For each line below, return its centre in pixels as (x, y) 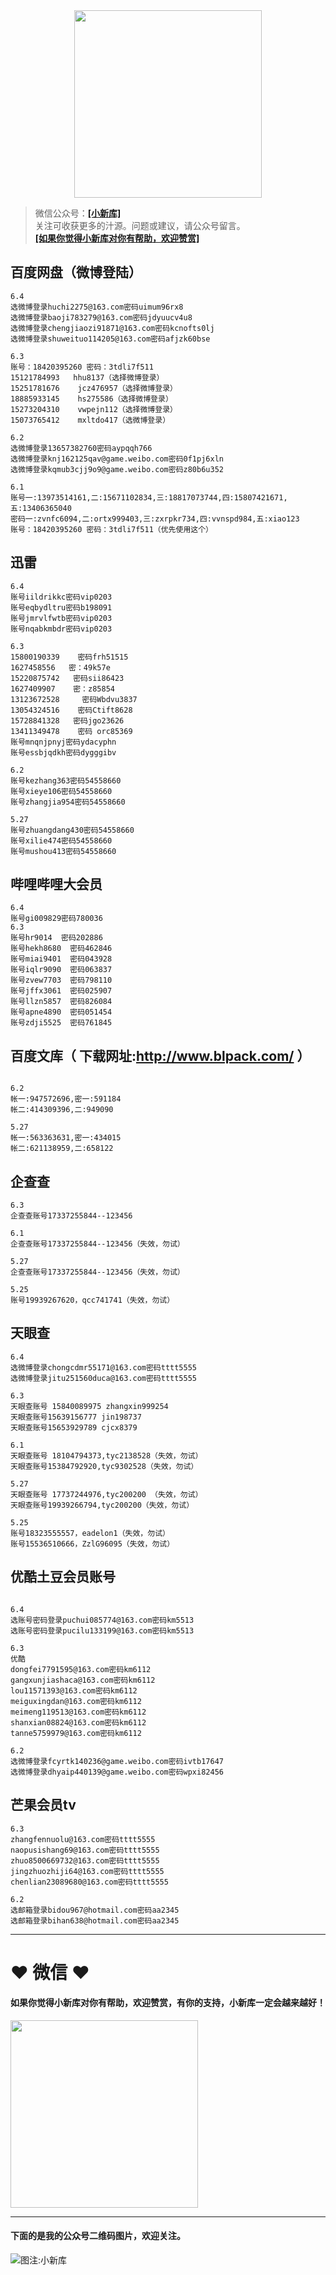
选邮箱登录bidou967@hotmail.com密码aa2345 (95, 1910)
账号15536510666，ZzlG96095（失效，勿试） (92, 1544)
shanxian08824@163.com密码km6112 (78, 1722)
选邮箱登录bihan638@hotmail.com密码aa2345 (95, 1920)
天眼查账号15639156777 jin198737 (76, 1417)
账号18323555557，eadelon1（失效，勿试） (90, 1533)
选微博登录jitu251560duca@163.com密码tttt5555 (103, 1378)
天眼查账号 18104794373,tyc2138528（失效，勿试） (106, 1455)
